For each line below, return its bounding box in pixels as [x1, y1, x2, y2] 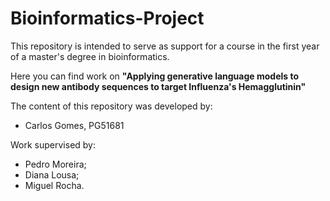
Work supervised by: [10, 138, 97, 151]
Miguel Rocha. [24, 179, 85, 191]
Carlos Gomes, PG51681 [24, 119, 125, 131]
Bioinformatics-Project [10, 7, 205, 30]
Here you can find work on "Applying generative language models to [10, 70, 300, 82]
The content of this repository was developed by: [10, 100, 213, 112]
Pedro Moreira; [24, 158, 87, 170]
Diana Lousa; [24, 168, 80, 181]
